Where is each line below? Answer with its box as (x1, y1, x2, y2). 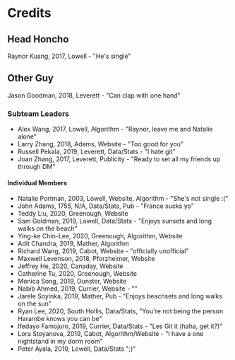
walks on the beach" (17, 224, 78, 233)
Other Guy (7, 72, 54, 84)
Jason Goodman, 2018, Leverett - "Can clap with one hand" (7, 91, 181, 100)
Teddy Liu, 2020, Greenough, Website (17, 209, 128, 218)
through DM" (17, 163, 56, 171)
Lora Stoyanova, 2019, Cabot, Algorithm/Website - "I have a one (17, 330, 204, 338)
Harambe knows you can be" (17, 315, 102, 323)
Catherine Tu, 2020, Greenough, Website (17, 269, 138, 278)
